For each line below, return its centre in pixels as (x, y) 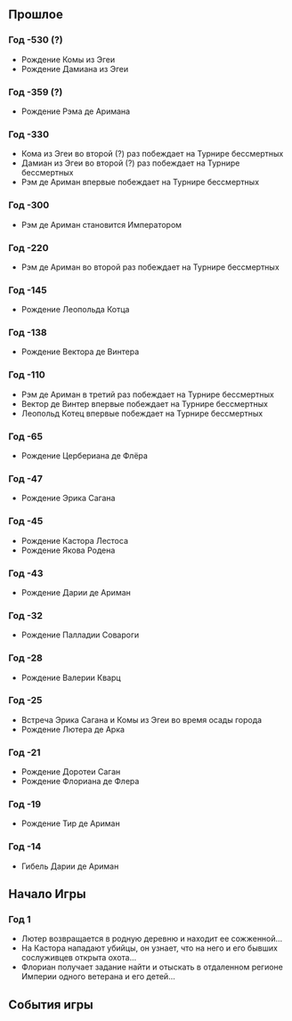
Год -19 (25, 805)
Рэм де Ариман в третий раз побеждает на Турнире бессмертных (148, 394)
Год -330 (29, 134)
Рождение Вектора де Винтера (80, 352)
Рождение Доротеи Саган (71, 772)
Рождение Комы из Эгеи (68, 59)
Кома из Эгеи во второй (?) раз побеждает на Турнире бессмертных (152, 154)
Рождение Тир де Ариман (71, 823)
